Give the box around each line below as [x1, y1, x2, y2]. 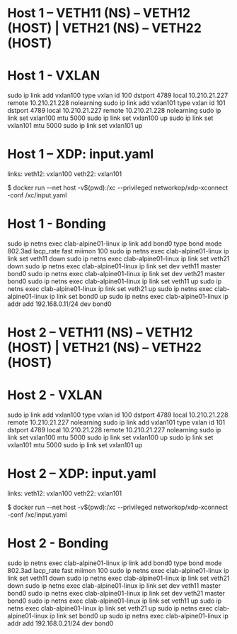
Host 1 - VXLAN [7, 67, 100, 84]
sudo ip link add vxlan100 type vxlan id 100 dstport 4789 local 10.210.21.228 [7, 410, 229, 420]
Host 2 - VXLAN [7, 387, 103, 403]
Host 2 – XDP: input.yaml [7, 466, 157, 482]
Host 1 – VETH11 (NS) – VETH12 [7, 5, 191, 21]
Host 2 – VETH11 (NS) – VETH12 [7, 324, 193, 341]
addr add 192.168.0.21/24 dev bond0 [7, 619, 114, 628]
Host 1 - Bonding [7, 216, 106, 232]
